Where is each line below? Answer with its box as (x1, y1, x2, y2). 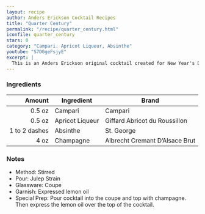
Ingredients (6, 80, 41, 89)
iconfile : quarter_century (6, 32, 75, 38)
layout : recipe (6, 9, 45, 15)
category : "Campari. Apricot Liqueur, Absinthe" (6, 43, 132, 50)
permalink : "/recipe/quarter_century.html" (6, 26, 119, 32)
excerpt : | (6, 54, 34, 61)
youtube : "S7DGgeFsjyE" (6, 49, 67, 55)
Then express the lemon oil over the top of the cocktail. (15, 201, 154, 208)
